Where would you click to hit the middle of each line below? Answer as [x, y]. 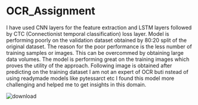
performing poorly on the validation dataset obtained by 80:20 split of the [97, 40]
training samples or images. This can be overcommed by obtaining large [95, 52]
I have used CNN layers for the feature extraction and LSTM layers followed [99, 27]
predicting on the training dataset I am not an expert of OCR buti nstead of [98, 72]
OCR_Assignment [51, 11]
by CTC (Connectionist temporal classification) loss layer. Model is [88, 33]
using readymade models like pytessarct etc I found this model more [90, 78]
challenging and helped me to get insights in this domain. [76, 84]
